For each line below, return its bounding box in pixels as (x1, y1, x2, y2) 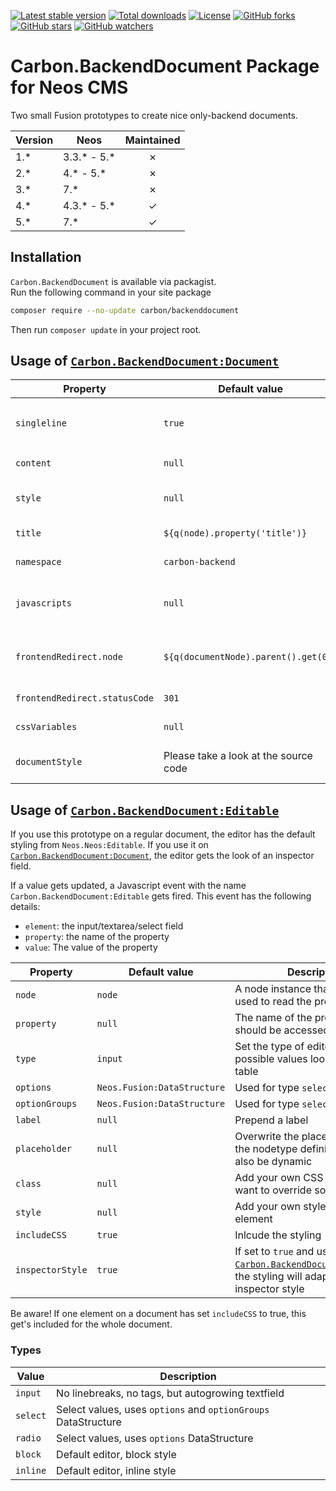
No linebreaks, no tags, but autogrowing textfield (56, 1386, 285, 1400)
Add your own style (234, 1200, 327, 1214)
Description (159, 1369, 217, 1383)
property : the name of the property (24, 931, 170, 943)
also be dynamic (234, 1155, 313, 1169)
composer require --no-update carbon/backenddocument (10, 305, 240, 315)
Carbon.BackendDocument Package (10, 55, 320, 78)
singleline (15, 418, 67, 429)
